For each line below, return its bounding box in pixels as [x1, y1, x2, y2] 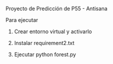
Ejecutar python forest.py [14, 51, 76, 58]
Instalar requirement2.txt [14, 40, 75, 46]
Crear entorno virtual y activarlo [14, 28, 92, 35]
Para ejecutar [5, 17, 38, 23]
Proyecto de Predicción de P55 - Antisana [5, 5, 108, 12]
